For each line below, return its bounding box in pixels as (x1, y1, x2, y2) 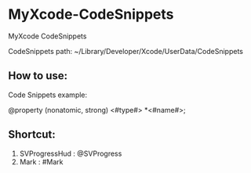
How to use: (8, 69, 68, 83)
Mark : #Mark (19, 157, 64, 166)
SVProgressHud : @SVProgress (19, 149, 122, 158)
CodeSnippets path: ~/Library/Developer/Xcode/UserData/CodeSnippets (8, 46, 243, 56)
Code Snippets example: (8, 90, 88, 99)
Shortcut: (8, 128, 56, 142)
